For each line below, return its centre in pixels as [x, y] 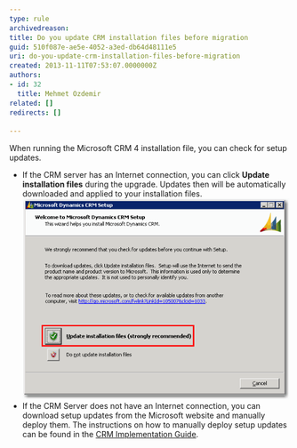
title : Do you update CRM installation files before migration [129, 37]
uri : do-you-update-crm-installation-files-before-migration [125, 56]
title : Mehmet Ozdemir [59, 93]
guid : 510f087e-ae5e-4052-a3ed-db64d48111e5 [93, 47]
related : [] [31, 103]
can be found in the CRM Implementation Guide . [110, 435]
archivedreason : [39, 28]
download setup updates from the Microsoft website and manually [144, 416]
